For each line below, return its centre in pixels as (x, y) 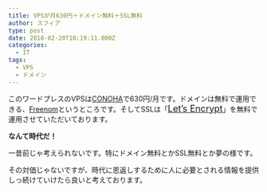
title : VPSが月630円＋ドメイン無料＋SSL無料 (76, 16)
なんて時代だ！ (33, 135)
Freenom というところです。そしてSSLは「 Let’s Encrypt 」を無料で (143, 108)
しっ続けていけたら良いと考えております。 (78, 179)
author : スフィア (35, 23)
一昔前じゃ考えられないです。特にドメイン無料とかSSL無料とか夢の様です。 (133, 153)
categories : (28, 45)
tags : (17, 61)
